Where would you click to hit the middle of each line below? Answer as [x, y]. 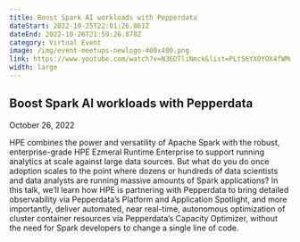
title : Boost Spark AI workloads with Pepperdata [104, 17]
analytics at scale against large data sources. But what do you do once [139, 161]
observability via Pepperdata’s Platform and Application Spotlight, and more [148, 199]
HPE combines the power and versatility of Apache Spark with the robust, [145, 142]
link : [19, 59]
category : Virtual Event [55, 42]
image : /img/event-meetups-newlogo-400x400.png [100, 51]
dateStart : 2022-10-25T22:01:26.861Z [79, 26]
